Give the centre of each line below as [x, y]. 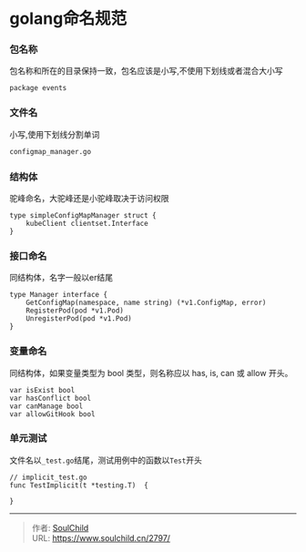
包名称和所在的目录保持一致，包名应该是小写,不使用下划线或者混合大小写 [147, 71]
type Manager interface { [58, 295]
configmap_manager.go [51, 151]
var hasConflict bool [51, 398]
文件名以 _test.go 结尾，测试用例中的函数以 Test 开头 [106, 460]
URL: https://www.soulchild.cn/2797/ [101, 537]
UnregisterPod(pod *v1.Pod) [79, 319]
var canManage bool [46, 406]
